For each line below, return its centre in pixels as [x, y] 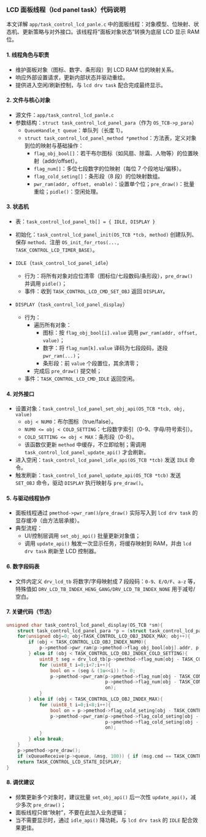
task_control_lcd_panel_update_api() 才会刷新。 [87, 453]
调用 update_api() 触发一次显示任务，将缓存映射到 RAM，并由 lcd [108, 543]
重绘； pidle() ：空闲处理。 [67, 191]
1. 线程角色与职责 [28, 55]
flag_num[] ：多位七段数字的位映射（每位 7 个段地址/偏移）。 [109, 168]
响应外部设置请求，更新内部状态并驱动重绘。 [72, 77]
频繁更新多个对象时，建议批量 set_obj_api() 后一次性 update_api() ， [103, 797]
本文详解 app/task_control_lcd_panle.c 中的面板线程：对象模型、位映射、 [100, 24]
